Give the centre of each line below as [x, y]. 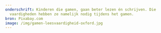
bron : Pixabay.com [24, 18]
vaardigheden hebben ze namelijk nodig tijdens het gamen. [72, 14]
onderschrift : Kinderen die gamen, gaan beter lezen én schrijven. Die [80, 9]
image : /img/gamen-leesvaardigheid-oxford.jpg [54, 23]
